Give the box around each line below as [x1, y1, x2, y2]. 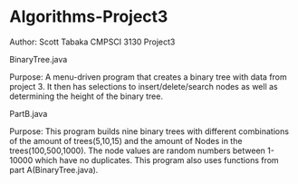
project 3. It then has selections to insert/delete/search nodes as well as [9, 81, 278, 92]
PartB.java [9, 108, 48, 119]
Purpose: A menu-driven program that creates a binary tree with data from [9, 71, 287, 82]
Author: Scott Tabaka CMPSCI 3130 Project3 [9, 36, 176, 47]
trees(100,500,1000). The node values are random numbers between [9, 145, 265, 156]
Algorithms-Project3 [9, 6, 168, 27]
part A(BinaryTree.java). [9, 164, 99, 175]
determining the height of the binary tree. [9, 91, 163, 102]
